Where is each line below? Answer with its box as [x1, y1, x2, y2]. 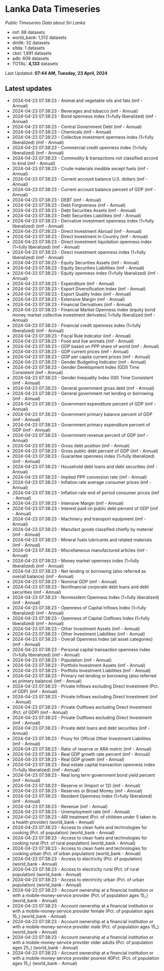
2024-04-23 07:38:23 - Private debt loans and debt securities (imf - [12, 725, 150, 731]
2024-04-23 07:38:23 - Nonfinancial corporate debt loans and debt [12, 584, 149, 590]
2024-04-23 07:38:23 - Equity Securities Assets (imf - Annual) [12, 259, 140, 265]
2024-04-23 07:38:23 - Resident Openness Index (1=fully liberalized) [12, 793, 152, 799]
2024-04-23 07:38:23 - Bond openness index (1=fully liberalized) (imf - [12, 113, 157, 119]
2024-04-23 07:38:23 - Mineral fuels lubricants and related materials [12, 536, 152, 542]
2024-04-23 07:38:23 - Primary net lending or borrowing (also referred [12, 673, 157, 679]
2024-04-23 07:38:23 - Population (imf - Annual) [12, 657, 112, 663]
